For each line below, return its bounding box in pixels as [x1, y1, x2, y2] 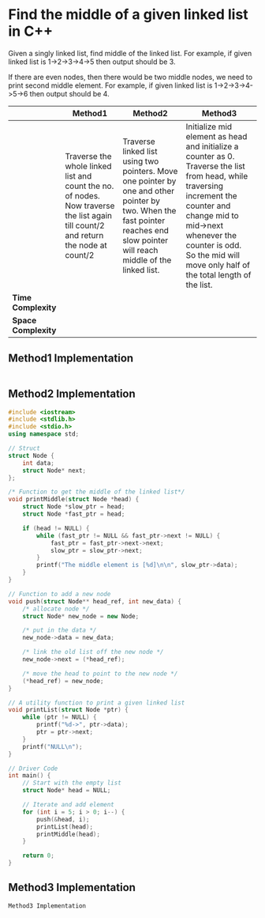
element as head [185, 130, 248, 142]
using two [121, 156, 159, 167]
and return [65, 229, 104, 240]
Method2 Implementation [8, 387, 136, 401]
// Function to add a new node [8, 590, 111, 598]
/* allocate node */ [22, 605, 90, 613]
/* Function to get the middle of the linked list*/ [8, 488, 185, 496]
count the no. [65, 180, 114, 191]
